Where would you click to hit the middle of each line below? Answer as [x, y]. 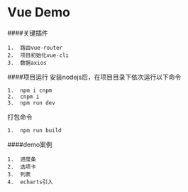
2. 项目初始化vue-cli [38, 55]
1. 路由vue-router [35, 48]
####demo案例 [30, 144]
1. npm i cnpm [30, 90]
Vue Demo [39, 12]
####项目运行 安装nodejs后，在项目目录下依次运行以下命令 [94, 77]
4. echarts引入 [30, 182]
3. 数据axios [27, 63]
